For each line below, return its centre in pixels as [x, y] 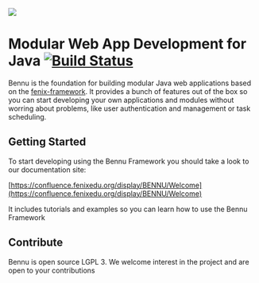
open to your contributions [52, 270]
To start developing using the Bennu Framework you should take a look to [129, 161]
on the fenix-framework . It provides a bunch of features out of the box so [128, 91]
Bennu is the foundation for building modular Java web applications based [130, 83]
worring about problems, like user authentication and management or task [129, 108]
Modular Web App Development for [128, 44]
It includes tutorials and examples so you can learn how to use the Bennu [128, 209]
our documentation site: [47, 169]
